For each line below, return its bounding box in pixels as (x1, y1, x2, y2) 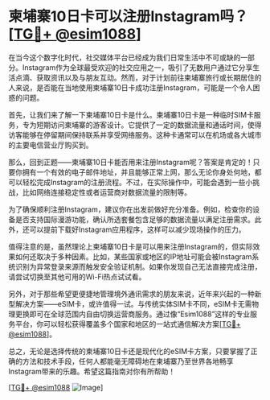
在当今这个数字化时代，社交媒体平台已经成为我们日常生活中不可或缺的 (8, 52, 241, 62)
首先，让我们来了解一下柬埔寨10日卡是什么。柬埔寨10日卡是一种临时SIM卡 (8, 109, 255, 119)
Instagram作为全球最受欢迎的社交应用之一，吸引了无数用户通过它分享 (22, 62, 253, 72)
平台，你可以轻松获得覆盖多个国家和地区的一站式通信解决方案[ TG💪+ (14, 319, 241, 328)
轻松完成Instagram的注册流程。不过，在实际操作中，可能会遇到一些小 (22, 177, 253, 187)
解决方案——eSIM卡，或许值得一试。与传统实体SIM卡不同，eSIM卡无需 (14, 299, 252, 308)
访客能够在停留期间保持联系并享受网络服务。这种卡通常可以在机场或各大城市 (8, 130, 262, 139)
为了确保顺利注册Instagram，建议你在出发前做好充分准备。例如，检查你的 (8, 204, 253, 214)
